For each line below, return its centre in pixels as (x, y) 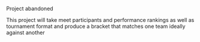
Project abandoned (30, 9)
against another (25, 33)
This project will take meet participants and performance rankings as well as (100, 20)
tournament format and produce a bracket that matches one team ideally (96, 26)
